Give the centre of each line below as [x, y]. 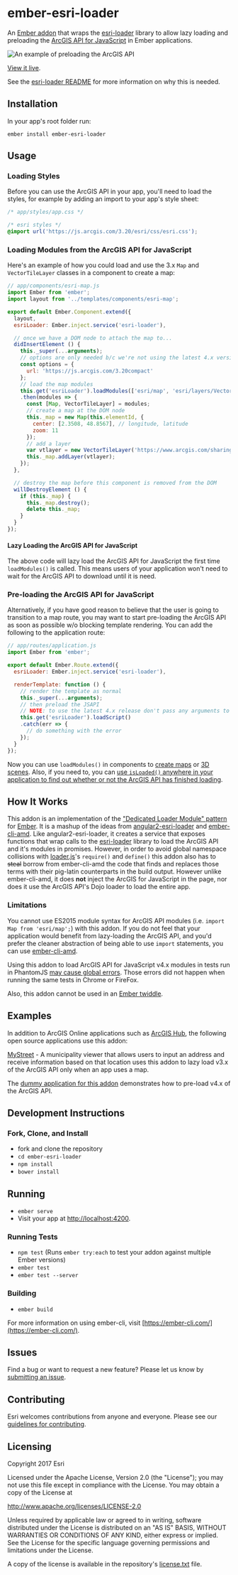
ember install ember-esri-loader [57, 134]
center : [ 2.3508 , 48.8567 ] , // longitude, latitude [111, 424]
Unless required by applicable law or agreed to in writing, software [104, 1520]
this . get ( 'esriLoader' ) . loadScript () [76, 718]
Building [22, 1294]
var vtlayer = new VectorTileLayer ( [80, 450]
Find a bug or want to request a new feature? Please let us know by [106, 1370]
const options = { [47, 365]
